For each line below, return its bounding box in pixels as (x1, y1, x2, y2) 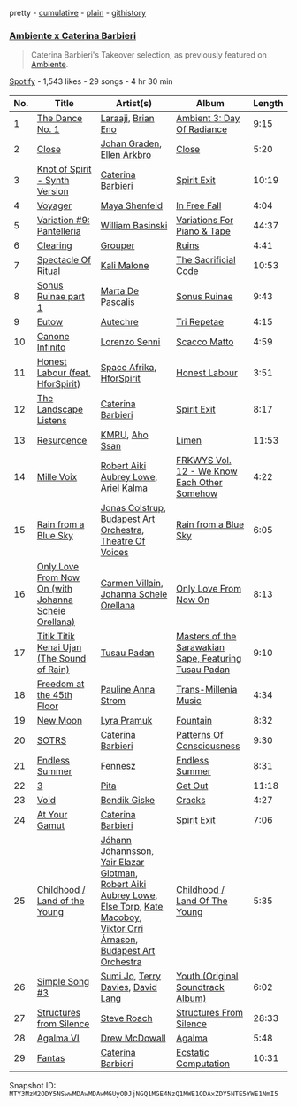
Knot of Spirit (36, 163, 92, 175)
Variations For (176, 214, 234, 227)
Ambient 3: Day (176, 112, 240, 125)
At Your (36, 809, 68, 821)
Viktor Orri (100, 923, 144, 935)
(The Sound (36, 653, 87, 665)
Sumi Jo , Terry (100, 970, 162, 982)
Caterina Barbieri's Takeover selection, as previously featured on (30, 50, 267, 60)
